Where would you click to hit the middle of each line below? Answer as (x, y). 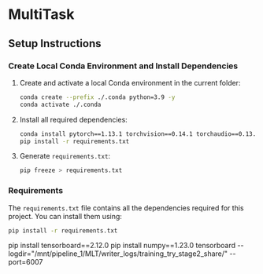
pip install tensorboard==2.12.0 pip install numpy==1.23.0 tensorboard (122, 246)
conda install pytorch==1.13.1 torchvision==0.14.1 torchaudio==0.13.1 (139, 134)
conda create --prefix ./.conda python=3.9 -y (97, 97)
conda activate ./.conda (60, 104)
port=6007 (26, 262)
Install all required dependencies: (73, 119)
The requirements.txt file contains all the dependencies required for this (126, 208)
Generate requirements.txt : (65, 156)
